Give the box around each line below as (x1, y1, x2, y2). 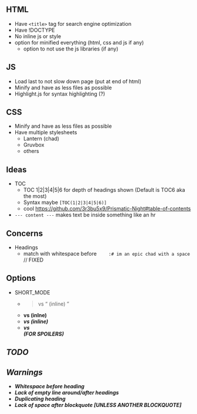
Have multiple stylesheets (14, 129, 77, 136)
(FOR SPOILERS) (23, 330, 64, 337)
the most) (23, 193, 47, 200)
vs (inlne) (23, 311, 47, 318)
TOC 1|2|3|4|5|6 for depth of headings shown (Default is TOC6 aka (23, 186, 186, 194)
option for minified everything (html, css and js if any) (14, 39, 144, 46)
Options (6, 273, 36, 283)
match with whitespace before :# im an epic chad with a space (23, 250, 191, 257)
